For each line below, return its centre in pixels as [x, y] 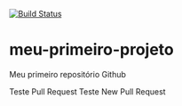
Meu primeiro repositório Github [68, 74]
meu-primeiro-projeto [92, 50]
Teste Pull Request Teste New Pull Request [87, 91]
